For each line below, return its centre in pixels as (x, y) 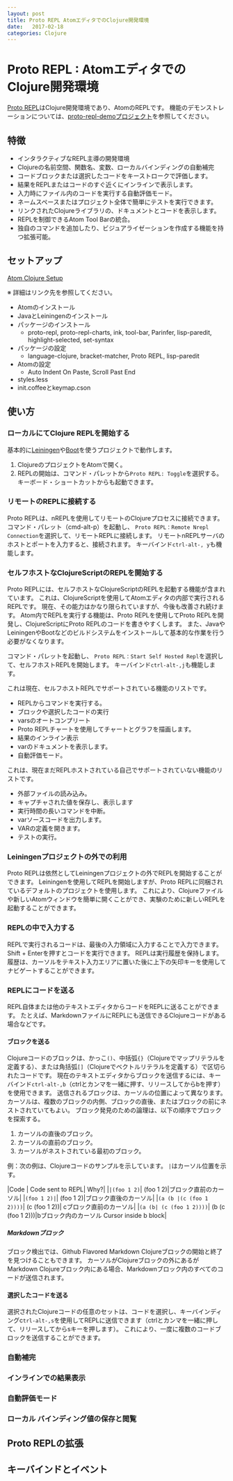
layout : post (26, 14)
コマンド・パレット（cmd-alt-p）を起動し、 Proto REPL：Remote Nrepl (108, 527)
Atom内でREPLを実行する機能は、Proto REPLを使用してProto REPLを (119, 615)
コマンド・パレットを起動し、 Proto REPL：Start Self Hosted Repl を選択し (115, 656)
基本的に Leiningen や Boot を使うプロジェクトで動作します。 (91, 450)
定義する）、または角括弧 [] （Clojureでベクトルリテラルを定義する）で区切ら (116, 1067)
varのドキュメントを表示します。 (64, 747)
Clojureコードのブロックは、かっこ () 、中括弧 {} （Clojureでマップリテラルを (116, 1058)
